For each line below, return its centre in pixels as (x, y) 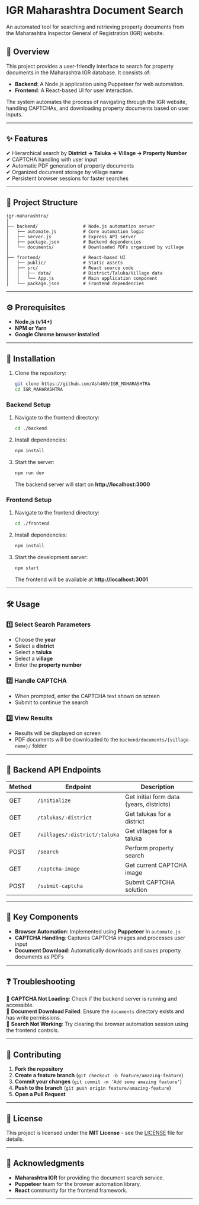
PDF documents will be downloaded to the (66, 739)
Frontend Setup (29, 500)
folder (40, 746)
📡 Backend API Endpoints (54, 770)
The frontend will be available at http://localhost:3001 (81, 579)
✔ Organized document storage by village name (65, 172)
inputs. (15, 114)
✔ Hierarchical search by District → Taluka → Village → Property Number (97, 153)
